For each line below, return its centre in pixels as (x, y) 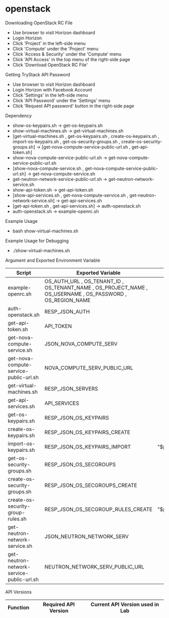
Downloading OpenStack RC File (39, 23)
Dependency (18, 115)
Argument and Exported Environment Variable (53, 260)
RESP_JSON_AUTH (67, 311)
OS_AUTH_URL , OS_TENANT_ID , (84, 281)
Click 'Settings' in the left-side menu (50, 95)
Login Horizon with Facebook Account (52, 89)
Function (19, 607)
